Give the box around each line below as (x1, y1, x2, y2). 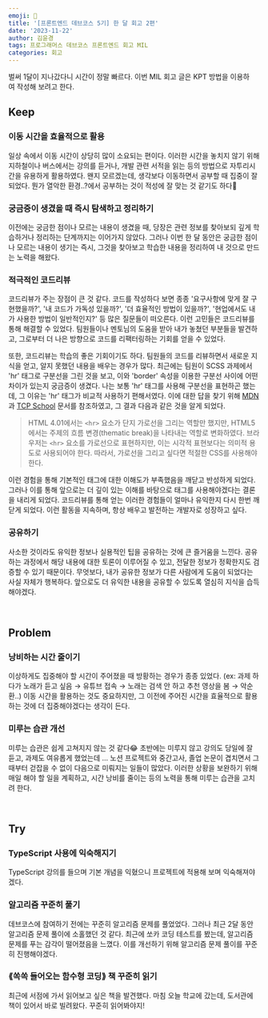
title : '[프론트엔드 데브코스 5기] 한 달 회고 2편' (8, 19, 159, 27)
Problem (8, 626, 52, 639)
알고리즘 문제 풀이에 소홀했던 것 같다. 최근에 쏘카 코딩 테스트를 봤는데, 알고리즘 (8, 929, 254, 939)
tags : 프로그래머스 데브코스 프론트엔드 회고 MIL (8, 42, 149, 50)
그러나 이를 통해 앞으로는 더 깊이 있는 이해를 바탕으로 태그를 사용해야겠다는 (8, 485, 242, 495)
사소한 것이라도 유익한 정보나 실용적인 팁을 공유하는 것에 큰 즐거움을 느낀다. (8, 547, 243, 556)
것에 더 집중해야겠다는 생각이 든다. (22, 701, 130, 711)
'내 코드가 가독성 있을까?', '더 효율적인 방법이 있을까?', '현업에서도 (42, 304, 248, 314)
